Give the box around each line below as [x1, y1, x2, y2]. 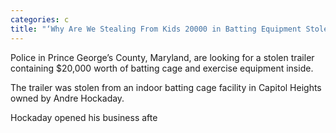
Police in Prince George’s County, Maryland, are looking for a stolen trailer [10, 51, 315, 63]
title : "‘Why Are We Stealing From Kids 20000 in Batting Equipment [10, 24, 302, 34]
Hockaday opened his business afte [10, 111, 158, 123]
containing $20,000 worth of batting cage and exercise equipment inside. [10, 62, 314, 74]
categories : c [10, 14, 70, 25]
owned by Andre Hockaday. [10, 92, 125, 104]
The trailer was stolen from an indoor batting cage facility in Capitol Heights [10, 81, 322, 93]
